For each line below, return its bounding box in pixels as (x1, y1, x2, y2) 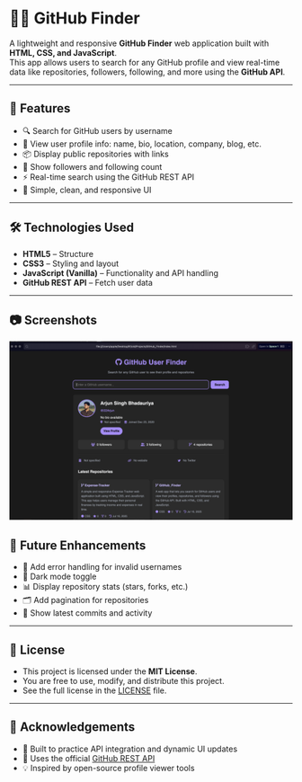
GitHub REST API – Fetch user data (22, 277, 153, 288)
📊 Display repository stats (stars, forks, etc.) (22, 582, 189, 592)
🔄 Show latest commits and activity (22, 608, 153, 618)
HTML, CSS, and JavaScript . (9, 47, 117, 58)
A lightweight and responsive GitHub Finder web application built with (9, 38, 270, 49)
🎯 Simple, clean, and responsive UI (22, 184, 152, 195)
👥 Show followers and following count (22, 161, 163, 172)
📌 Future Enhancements (9, 538, 147, 553)
